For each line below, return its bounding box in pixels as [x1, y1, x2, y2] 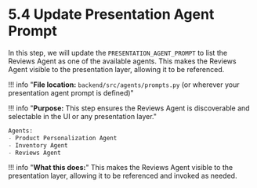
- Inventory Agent [8, 141, 68, 150]
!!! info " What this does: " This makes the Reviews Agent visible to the [8, 163, 233, 172]
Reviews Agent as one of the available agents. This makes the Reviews [8, 56, 237, 66]
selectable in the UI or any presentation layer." [8, 111, 157, 121]
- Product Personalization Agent [8, 134, 118, 142]
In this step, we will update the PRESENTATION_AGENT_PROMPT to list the [8, 48, 228, 57]
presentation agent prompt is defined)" [8, 88, 135, 97]
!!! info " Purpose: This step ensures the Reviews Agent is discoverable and [8, 103, 250, 113]
